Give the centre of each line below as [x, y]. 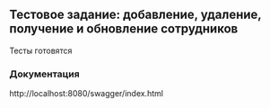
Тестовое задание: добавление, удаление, [135, 15]
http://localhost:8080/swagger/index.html [87, 94]
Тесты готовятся [41, 50]
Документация [44, 74]
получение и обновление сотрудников [124, 29]
